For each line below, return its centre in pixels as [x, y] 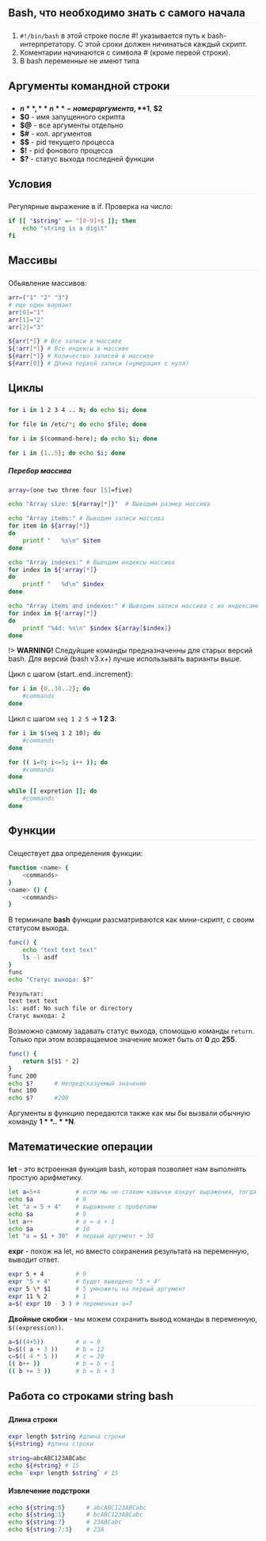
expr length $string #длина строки [67, 1436]
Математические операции [80, 1146]
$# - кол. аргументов [56, 134]
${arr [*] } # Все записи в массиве [65, 341]
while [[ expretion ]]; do [53, 791]
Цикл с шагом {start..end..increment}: [70, 674]
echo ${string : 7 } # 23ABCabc [65, 1522]
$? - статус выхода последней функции [87, 159]
